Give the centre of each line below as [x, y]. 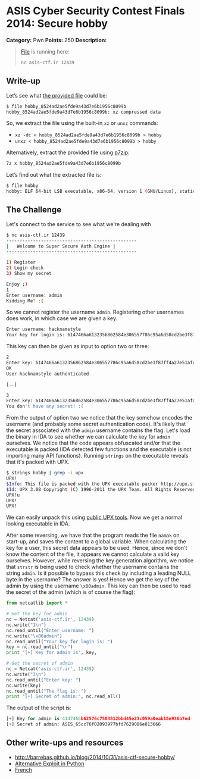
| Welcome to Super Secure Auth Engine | [61, 246]
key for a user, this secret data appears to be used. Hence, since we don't [97, 548]
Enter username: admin [34, 295]
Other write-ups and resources [65, 743]
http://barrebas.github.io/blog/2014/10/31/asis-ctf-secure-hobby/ [95, 757]
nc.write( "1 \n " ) [26, 625]
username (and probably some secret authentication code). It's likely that [96, 424]
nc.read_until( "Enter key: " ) [44, 680]
